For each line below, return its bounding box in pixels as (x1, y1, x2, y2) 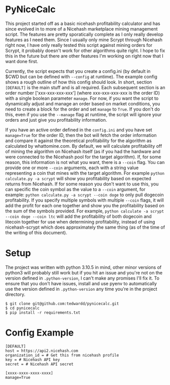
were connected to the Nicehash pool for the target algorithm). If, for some (5, 154, 161, 160)
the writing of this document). (5, 229, 67, 235)
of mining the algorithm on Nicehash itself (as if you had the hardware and (5, 148, 161, 154)
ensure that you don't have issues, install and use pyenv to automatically (5, 280, 157, 286)
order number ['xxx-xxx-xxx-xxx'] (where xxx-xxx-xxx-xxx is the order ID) (5, 90, 160, 96)
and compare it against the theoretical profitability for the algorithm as (5, 137, 152, 144)
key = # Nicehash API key (5, 357, 60, 362)
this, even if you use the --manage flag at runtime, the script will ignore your (5, 111, 162, 118)
